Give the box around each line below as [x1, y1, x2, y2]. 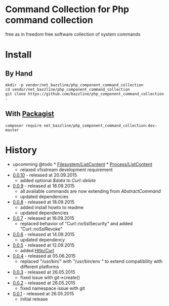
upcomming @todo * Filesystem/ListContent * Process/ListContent [12, 161, 153, 167]
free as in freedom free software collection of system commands [5, 31, 141, 37]
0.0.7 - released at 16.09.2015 [12, 215, 74, 221]
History [5, 144, 37, 156]
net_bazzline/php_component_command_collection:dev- [44, 123, 157, 128]
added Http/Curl [20, 247, 55, 253]
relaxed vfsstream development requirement [20, 166, 113, 173]
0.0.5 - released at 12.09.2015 [12, 242, 75, 248]
